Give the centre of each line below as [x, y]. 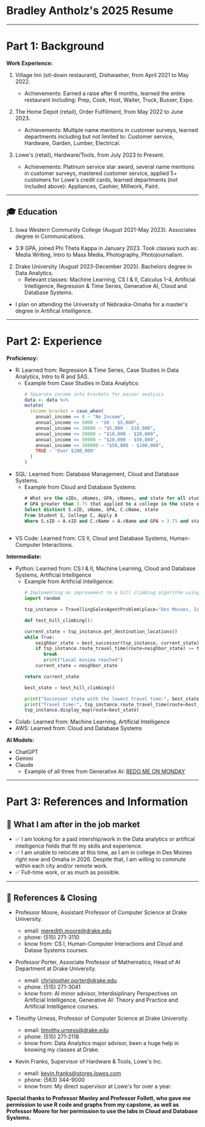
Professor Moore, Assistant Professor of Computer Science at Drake [101, 912]
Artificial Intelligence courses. [62, 1007]
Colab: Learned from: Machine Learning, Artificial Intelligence [92, 722]
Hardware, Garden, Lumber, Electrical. [72, 143]
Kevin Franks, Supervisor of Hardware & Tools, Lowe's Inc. [89, 1062]
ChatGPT [27, 752]
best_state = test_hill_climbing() [69, 688]
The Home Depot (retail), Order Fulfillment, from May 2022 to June [99, 111]
